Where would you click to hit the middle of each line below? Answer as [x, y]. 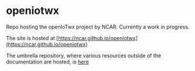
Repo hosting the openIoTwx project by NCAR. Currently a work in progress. [98, 27]
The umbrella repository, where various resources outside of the [84, 55]
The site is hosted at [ [32, 38]
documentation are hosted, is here [47, 62]
